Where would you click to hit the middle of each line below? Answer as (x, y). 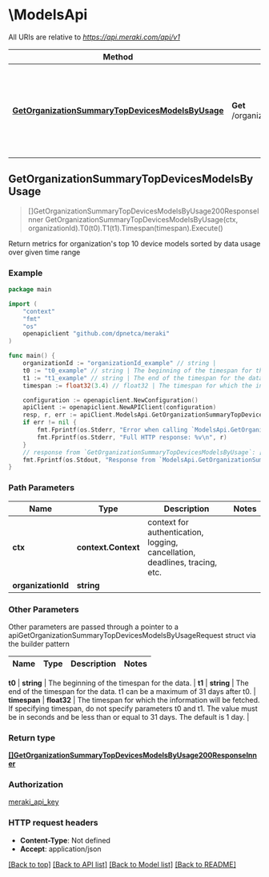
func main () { (32, 356)
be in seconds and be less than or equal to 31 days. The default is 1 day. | (129, 717)
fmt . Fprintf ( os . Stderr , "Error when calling (112, 430)
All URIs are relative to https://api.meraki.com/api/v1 (94, 37)
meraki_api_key (34, 802)
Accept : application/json (60, 849)
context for (169, 522)
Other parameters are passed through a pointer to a (93, 627)
